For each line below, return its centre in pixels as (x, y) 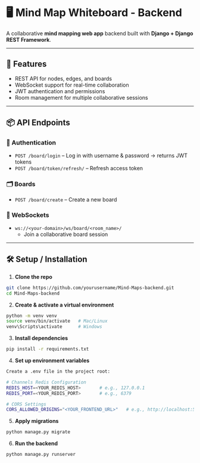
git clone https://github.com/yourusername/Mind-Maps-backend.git (90, 288)
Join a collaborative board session (66, 234)
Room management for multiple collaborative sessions (81, 97)
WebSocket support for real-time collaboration (72, 85)
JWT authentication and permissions (60, 91)
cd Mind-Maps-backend (33, 293)
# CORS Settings (26, 404)
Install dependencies (41, 338)
